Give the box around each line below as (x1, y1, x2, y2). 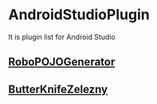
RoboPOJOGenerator (8, 55, 116, 69)
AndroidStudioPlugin (8, 6, 150, 24)
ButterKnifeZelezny (8, 82, 108, 96)
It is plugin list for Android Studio (8, 32, 116, 42)
